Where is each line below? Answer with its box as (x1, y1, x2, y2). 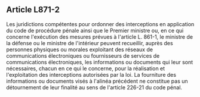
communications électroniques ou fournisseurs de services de (6, 52, 160, 59)
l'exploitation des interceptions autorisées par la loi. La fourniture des (6, 71, 177, 78)
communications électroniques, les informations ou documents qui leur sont (6, 58, 193, 65)
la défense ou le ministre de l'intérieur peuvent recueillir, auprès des (6, 39, 173, 46)
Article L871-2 (6, 5, 60, 15)
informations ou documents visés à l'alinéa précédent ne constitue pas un (6, 77, 188, 85)
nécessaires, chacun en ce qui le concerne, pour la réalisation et (6, 65, 165, 72)
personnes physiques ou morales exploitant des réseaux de (6, 46, 153, 53)
